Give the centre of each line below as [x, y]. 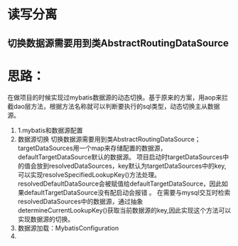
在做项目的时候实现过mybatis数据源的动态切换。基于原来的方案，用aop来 [115, 97]
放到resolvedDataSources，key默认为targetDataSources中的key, [131, 166]
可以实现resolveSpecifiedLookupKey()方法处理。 [89, 174]
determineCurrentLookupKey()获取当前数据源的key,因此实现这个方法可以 [124, 210]
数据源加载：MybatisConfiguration [68, 228]
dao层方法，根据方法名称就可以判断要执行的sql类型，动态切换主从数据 [117, 106]
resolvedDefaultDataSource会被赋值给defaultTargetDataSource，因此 [120, 183]
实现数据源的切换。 [46, 219]
